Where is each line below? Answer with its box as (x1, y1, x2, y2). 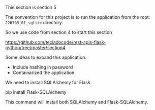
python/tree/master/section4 (5, 45, 66, 50)
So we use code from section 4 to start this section (5, 29, 112, 35)
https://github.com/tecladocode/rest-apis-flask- (5, 39, 106, 45)
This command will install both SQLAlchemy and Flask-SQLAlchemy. (5, 99, 148, 105)
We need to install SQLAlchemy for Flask (5, 80, 90, 85)
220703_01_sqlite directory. (5, 20, 64, 25)
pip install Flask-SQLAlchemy (5, 89, 67, 95)
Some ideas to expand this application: (5, 54, 86, 60)
